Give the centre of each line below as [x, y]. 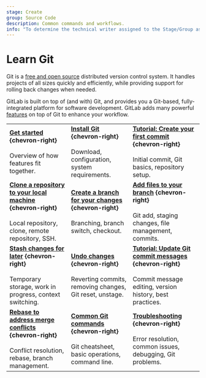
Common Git [90, 316]
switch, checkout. [96, 231]
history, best [151, 295]
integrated [19, 108]
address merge [32, 320]
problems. [147, 362]
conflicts [23, 328]
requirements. [91, 175]
